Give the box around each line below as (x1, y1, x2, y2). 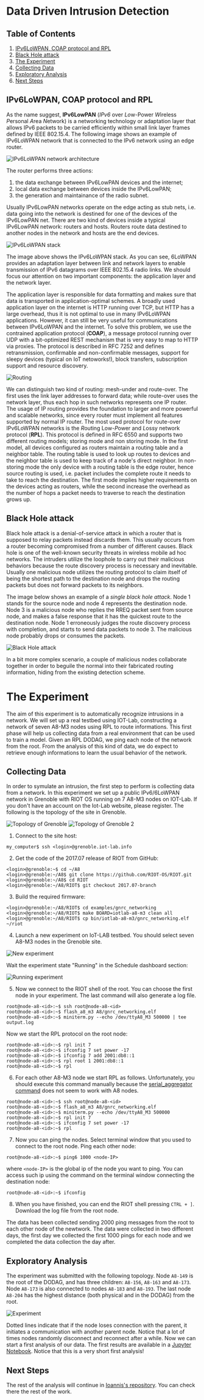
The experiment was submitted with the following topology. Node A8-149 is (6, 1272, 194, 1279)
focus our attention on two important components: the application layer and (6, 272, 196, 280)
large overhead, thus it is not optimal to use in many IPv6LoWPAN (6, 310, 171, 318)
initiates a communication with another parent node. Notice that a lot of (6, 1328, 185, 1335)
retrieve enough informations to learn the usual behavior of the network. (6, 748, 188, 756)
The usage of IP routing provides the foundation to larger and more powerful (6, 405, 198, 412)
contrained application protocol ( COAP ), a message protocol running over (6, 329, 192, 336)
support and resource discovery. (6, 361, 88, 369)
